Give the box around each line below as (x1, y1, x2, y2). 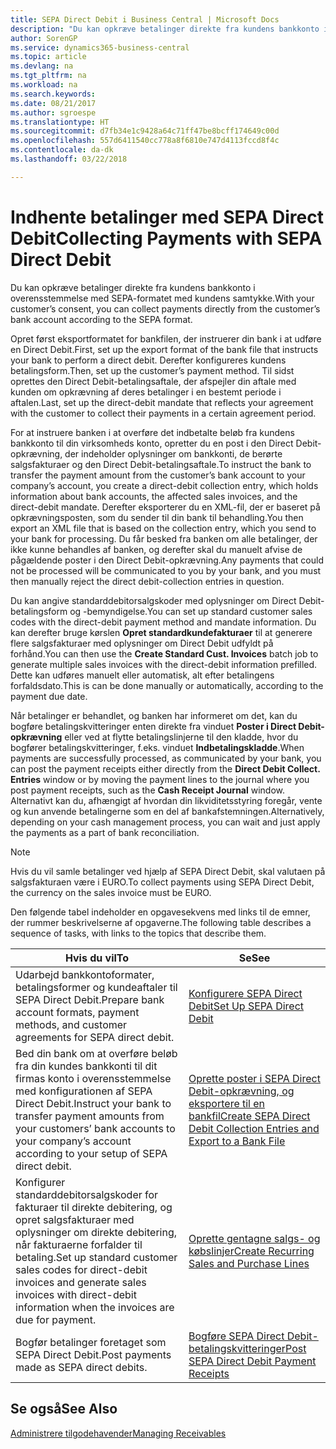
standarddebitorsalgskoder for (15, 1187, 159, 1201)
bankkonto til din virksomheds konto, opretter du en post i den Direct (10, 437, 294, 449)
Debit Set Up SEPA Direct (188, 999, 305, 1013)
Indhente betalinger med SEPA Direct (10, 206, 324, 228)
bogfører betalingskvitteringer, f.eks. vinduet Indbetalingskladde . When (10, 741, 305, 753)
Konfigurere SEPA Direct (188, 986, 303, 1000)
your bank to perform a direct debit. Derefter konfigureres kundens (10, 354, 287, 366)
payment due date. (10, 690, 88, 702)
